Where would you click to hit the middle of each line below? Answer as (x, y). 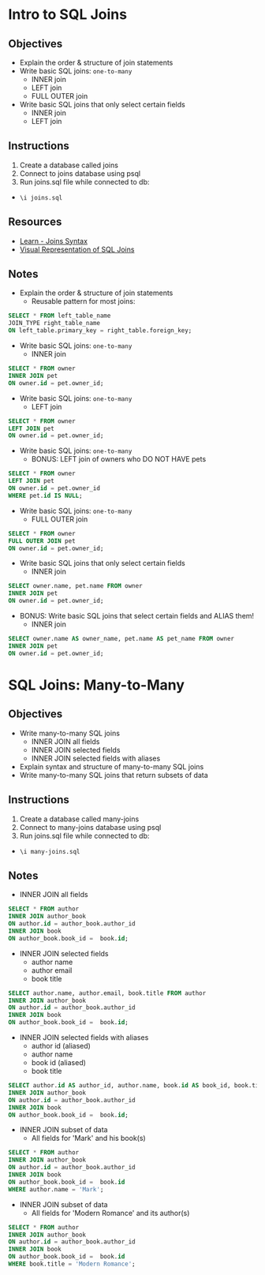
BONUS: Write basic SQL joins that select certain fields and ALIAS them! (137, 616)
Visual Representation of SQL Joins (77, 249)
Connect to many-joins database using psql (90, 827)
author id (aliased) (61, 1046)
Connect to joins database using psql (80, 173)
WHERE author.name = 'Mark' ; (56, 1189)
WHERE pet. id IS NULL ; (45, 495)
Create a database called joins (69, 165)
